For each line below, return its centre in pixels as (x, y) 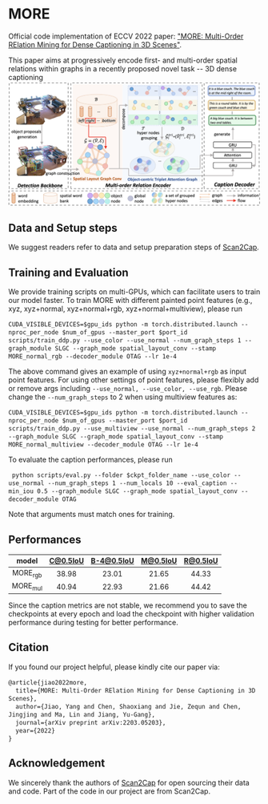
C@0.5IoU (66, 561)
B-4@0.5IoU (112, 561)
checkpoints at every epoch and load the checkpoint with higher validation (131, 614)
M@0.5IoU (159, 561)
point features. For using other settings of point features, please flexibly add (134, 380)
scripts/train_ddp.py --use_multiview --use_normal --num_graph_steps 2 (132, 429)
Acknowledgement (57, 764)
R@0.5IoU (201, 561)
